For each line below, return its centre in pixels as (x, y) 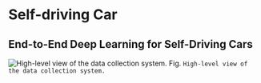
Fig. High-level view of (208, 63)
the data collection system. (57, 71)
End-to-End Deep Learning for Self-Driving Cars (131, 44)
